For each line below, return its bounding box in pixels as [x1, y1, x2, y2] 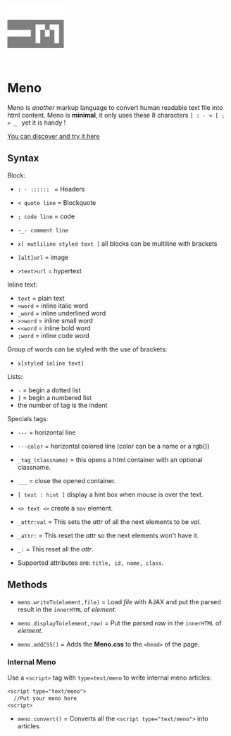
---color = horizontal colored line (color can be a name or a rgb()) [17, 442, 210, 450]
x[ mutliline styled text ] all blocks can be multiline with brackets [17, 239, 218, 248]
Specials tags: [7, 414, 49, 423]
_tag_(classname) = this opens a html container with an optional [17, 455, 203, 463]
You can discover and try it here [7, 132, 100, 140]
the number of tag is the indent [17, 401, 108, 409]
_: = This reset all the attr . [17, 544, 94, 553]
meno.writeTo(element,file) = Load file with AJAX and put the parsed [17, 597, 222, 606]
